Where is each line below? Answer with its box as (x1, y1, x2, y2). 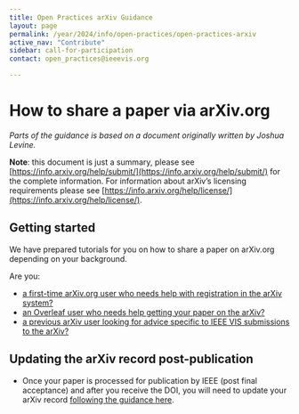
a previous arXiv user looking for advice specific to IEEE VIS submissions (21, 316, 290, 327)
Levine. (9, 139, 36, 150)
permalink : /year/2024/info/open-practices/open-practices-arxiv (9, 29, 256, 38)
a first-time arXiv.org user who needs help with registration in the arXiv (21, 288, 283, 298)
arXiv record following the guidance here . (21, 394, 175, 405)
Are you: (9, 271, 41, 281)
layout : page (9, 21, 58, 30)
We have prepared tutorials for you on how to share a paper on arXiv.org (9, 244, 275, 255)
